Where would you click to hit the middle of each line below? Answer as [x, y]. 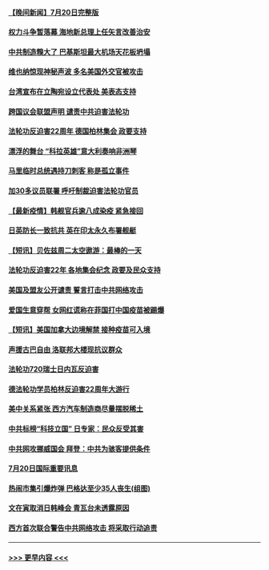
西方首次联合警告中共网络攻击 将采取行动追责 [83, 528]
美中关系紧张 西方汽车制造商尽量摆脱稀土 [76, 409]
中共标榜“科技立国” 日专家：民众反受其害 [76, 429]
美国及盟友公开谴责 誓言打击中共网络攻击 [76, 289]
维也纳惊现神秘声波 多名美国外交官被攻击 [76, 71]
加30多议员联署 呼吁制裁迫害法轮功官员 [73, 190]
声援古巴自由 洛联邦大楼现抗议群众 [65, 350]
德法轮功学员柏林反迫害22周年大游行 [69, 389]
